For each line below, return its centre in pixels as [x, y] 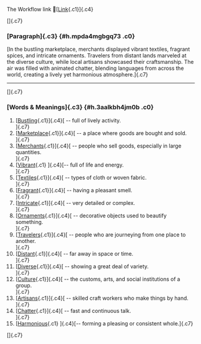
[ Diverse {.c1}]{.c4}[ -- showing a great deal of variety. [82, 266]
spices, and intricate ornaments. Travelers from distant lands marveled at [97, 56]
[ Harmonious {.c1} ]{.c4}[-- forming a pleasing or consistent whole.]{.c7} [104, 323]
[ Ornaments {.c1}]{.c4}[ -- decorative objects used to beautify [91, 216]
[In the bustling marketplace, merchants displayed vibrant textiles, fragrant [98, 49]
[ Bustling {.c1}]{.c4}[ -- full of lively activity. [68, 120]
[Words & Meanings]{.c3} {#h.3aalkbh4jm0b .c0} [80, 107]
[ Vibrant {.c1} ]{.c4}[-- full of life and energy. [69, 165]
